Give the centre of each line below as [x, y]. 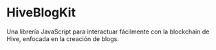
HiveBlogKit [41, 13]
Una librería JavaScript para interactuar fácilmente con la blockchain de [108, 32]
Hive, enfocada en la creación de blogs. [63, 38]
